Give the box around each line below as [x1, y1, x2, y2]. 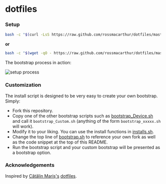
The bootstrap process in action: [5, 60, 72, 66]
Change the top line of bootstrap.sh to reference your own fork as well [12, 134, 156, 140]
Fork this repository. [12, 108, 53, 113]
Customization [5, 81, 41, 88]
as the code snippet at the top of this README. [12, 139, 108, 145]
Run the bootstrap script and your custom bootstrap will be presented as [12, 144, 161, 150]
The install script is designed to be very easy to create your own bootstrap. [5, 93, 158, 99]
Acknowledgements [5, 162, 55, 169]
